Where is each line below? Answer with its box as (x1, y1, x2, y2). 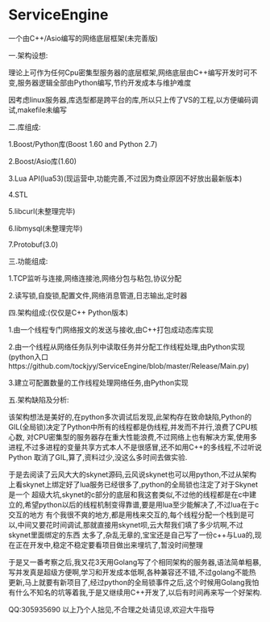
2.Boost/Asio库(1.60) (8, 156, 77, 166)
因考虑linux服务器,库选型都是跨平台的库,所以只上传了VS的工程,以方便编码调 (8, 94, 259, 104)
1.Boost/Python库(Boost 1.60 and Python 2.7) (8, 139, 158, 148)
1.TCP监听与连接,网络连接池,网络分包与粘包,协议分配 (8, 273, 182, 283)
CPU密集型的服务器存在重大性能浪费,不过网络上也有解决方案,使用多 (33, 432, 258, 441)
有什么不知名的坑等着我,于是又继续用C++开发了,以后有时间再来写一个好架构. (8, 587, 262, 597)
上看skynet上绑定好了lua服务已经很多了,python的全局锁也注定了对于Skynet (8, 479, 258, 489)
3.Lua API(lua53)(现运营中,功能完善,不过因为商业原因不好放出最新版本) (8, 173, 243, 183)
